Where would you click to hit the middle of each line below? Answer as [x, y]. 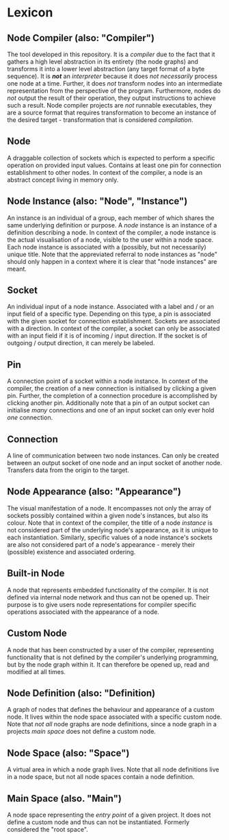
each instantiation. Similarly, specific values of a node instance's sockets [110, 537]
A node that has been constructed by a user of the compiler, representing [110, 650]
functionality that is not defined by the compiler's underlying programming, [113, 657]
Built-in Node [36, 573]
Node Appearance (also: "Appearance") [94, 492]
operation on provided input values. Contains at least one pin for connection [114, 165]
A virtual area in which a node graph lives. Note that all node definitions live [113, 769]
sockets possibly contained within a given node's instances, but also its [108, 515]
